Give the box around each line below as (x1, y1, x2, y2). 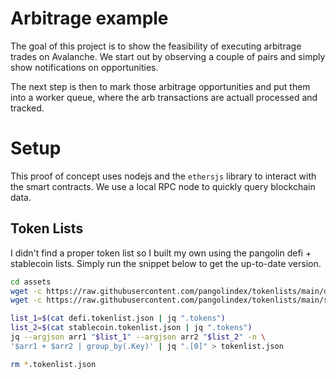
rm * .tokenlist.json (10, 359, 97, 369)
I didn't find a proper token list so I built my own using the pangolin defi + (10, 247, 312, 259)
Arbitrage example (10, 7, 169, 30)
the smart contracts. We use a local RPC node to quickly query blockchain (10, 180, 316, 192)
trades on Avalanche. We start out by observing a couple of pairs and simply (10, 50, 326, 62)
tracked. (10, 102, 45, 114)
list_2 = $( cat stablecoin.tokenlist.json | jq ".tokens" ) (10, 323, 253, 333)
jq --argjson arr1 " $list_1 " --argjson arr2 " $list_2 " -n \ (10, 332, 267, 342)
